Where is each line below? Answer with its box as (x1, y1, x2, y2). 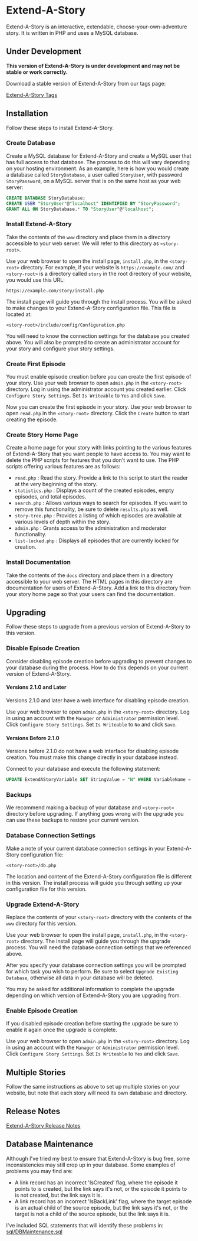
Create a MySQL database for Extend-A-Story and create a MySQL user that (6, 152, 192, 159)
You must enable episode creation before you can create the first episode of (6, 373, 192, 380)
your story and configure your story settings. (6, 345, 115, 352)
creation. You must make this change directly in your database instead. (6, 754, 179, 761)
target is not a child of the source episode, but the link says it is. (14, 1210, 170, 1217)
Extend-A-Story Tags (6, 91, 58, 98)
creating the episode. (6, 416, 58, 423)
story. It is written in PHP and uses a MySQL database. (6, 29, 138, 36)
